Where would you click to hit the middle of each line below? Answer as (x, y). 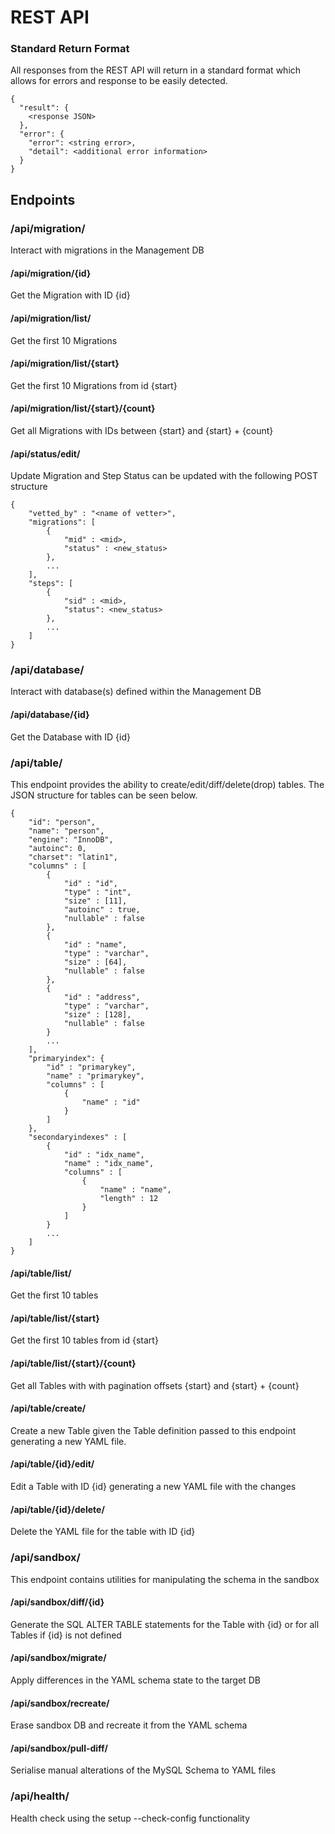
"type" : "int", (97, 892)
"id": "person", (62, 822)
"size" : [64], (95, 962)
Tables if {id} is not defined (66, 1635)
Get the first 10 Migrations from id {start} (94, 385)
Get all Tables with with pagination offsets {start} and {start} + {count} (155, 1385)
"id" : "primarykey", (91, 1067)
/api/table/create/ (48, 1408)
